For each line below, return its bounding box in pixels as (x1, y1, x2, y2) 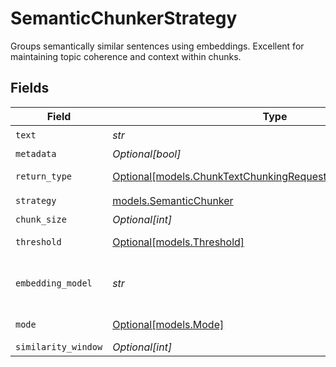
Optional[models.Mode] (112, 317, 225, 331)
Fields (10, 80, 50, 97)
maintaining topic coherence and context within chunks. (10, 50, 242, 62)
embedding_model (15, 277, 93, 289)
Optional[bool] (112, 147, 182, 161)
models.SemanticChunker (112, 194, 234, 208)
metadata (15, 148, 57, 159)
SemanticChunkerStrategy (10, 7, 238, 30)
